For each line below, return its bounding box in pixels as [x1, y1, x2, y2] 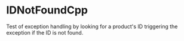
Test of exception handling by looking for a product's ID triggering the [6, 23, 178, 30]
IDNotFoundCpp [6, 4, 88, 17]
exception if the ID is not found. [6, 29, 84, 36]
